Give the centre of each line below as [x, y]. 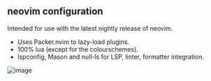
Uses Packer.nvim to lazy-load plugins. [73, 42]
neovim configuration [55, 12]
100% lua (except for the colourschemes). [78, 49]
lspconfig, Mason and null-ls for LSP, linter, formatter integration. [111, 57]
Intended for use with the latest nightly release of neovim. [90, 28]
